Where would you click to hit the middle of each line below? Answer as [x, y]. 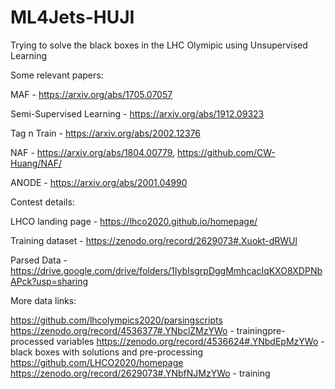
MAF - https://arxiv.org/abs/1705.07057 [91, 94]
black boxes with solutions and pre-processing [107, 352]
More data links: [43, 300]
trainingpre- [261, 330]
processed [32, 341]
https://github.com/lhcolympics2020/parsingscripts [116, 320]
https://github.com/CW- [226, 152]
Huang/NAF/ [36, 163]
